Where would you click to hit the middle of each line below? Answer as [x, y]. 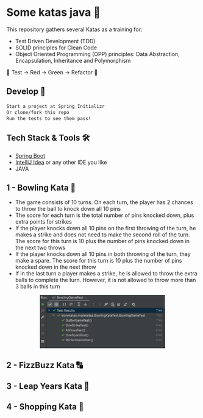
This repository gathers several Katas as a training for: [74, 29]
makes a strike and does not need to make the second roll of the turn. [102, 235]
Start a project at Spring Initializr [55, 106]
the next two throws [40, 248]
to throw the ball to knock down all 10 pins [68, 209]
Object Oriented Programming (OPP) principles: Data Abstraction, [97, 54]
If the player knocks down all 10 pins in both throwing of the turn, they [103, 254]
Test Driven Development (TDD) [55, 41]
